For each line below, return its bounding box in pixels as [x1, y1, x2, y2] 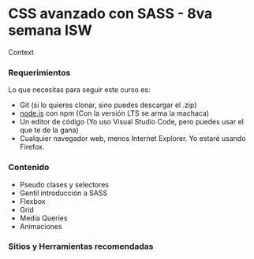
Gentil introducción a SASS [19, 188, 108, 198]
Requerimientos [8, 67, 71, 78]
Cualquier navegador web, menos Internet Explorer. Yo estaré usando [19, 134, 246, 143]
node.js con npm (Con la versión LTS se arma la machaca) [19, 109, 210, 118]
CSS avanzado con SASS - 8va [8, 5, 213, 23]
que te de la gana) [19, 125, 79, 135]
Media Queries [19, 213, 68, 223]
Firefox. [19, 142, 45, 152]
